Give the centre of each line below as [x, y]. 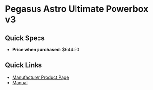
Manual [20, 82]
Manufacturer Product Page [40, 77]
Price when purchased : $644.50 [46, 50]
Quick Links [24, 65]
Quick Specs [25, 38]
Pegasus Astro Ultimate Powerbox [77, 9]
